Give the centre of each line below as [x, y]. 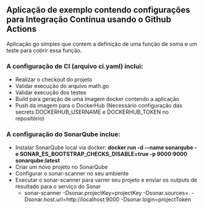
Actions [21, 29]
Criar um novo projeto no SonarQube [62, 167]
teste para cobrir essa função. [44, 50]
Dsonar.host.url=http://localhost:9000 [72, 200]
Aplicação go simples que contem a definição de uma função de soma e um [102, 44]
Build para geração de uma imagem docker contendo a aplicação [97, 99]
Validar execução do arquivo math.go [62, 86]
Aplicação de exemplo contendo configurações [98, 10]
